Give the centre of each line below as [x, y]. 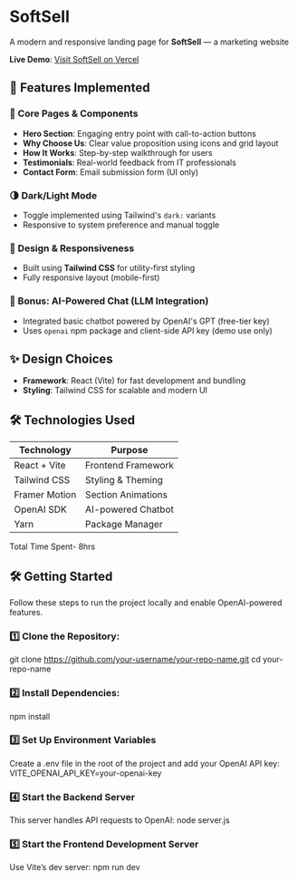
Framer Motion [45, 495]
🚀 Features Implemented [80, 88]
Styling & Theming [124, 480]
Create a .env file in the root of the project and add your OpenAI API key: [144, 763]
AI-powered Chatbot [129, 509]
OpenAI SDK [41, 509]
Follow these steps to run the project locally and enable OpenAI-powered [146, 602]
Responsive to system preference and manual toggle [121, 225]
